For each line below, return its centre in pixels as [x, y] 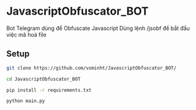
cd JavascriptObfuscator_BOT [43, 79]
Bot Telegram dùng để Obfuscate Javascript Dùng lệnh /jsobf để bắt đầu [98, 28]
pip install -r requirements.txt [49, 90]
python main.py [26, 101]
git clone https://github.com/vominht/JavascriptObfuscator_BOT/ [91, 68]
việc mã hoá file [27, 34]
